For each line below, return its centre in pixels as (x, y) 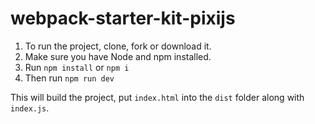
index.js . (30, 108)
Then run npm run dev (69, 78)
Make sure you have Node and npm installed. (118, 56)
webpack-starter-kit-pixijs (123, 18)
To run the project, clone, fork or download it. (118, 46)
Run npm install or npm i (77, 67)
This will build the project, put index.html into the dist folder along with (157, 97)
